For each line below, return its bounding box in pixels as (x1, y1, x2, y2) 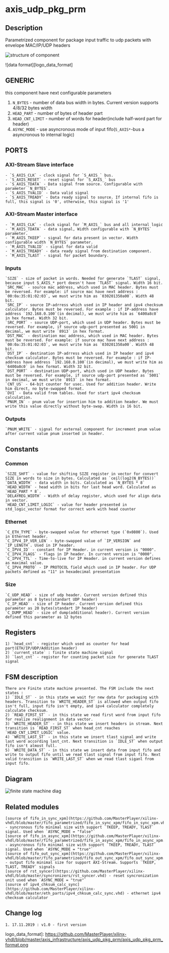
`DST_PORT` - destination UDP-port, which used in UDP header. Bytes (5, 369, 154, 374)
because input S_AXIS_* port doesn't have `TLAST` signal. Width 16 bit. (5, 280, 163, 285)
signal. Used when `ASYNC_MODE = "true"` (5, 847, 94, 852)
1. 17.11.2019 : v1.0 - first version (5, 922, 87, 927)
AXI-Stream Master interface (5, 210, 78, 217)
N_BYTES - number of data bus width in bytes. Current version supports (12, 99, 158, 105)
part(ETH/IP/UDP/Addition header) (5, 646, 78, 651)
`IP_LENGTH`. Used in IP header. (5, 543, 75, 548)
